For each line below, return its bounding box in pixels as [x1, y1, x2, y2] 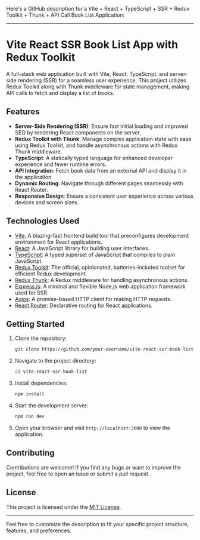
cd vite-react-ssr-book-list [14, 369, 87, 375]
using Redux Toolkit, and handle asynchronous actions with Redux [14, 142, 178, 149]
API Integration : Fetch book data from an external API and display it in [14, 167, 187, 174]
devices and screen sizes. [14, 198, 79, 205]
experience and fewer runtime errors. [14, 161, 107, 168]
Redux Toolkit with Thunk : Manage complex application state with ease [14, 135, 192, 142]
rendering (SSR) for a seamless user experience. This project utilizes [17, 76, 186, 84]
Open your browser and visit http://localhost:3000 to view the [14, 424, 171, 431]
